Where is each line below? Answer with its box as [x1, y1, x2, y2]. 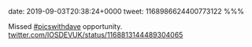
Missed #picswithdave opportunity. [8, 22, 123, 31]
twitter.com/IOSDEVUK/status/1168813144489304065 [8, 31, 183, 39]
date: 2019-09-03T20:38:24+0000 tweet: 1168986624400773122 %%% [8, 7, 244, 16]
